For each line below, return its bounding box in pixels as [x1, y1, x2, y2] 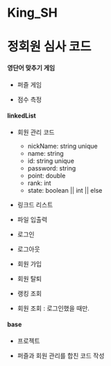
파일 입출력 [17, 215, 48, 223]
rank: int [27, 179, 51, 187]
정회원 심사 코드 [7, 39, 92, 55]
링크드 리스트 [17, 200, 53, 209]
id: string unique [27, 157, 75, 165]
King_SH [7, 5, 58, 21]
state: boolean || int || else [27, 186, 103, 194]
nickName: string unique [27, 141, 99, 150]
